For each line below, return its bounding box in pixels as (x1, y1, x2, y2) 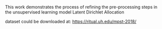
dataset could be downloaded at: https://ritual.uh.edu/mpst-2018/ (5, 19, 137, 24)
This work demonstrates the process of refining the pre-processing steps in (5, 4, 158, 10)
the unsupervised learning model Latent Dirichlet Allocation (5, 9, 124, 15)
